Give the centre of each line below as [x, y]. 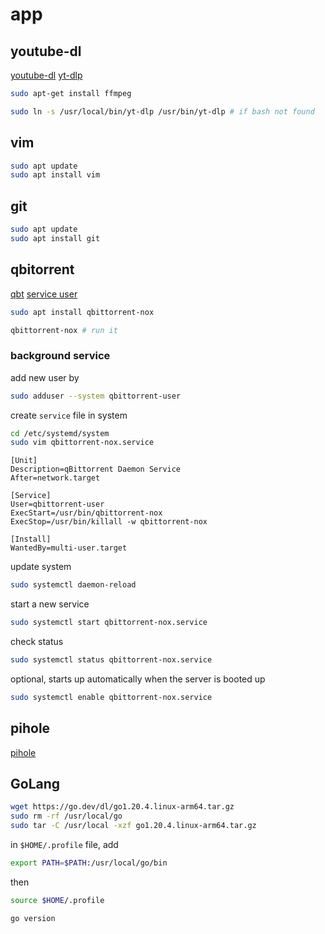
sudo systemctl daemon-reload [73, 585]
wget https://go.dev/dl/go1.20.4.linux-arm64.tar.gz [122, 807]
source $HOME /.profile [57, 900]
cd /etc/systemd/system [60, 433]
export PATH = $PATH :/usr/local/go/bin [89, 863]
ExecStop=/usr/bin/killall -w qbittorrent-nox [109, 522]
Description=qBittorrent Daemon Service [96, 469]
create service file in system [69, 415]
